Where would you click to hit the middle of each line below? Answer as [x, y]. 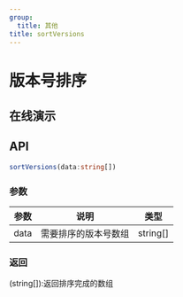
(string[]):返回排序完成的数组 [61, 284]
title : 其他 [38, 26]
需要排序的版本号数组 [85, 233]
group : [21, 17]
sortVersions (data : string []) [63, 167]
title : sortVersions [47, 34]
